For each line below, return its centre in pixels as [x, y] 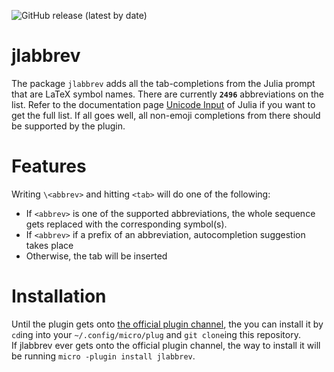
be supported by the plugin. [68, 126]
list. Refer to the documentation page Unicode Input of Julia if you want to [163, 104]
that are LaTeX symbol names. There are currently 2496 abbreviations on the [167, 94]
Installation [59, 296]
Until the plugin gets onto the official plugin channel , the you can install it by [167, 324]
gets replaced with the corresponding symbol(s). [126, 224]
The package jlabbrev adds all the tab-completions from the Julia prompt [163, 83]
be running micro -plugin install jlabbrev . [103, 356]
